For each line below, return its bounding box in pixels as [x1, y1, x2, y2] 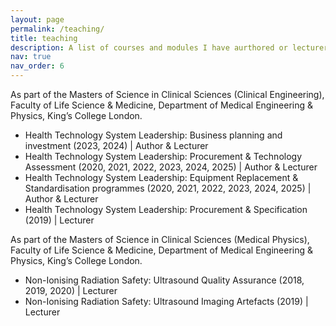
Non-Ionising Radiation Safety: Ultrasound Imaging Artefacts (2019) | [24, 296, 309, 307]
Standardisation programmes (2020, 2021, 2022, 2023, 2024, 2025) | [24, 182, 312, 194]
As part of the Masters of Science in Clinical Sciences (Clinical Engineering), [10, 89, 325, 100]
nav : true [10, 52, 52, 62]
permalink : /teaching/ [10, 24, 105, 34]
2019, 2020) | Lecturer [24, 285, 118, 296]
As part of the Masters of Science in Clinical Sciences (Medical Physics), [10, 234, 310, 245]
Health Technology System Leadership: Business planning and [24, 129, 283, 141]
